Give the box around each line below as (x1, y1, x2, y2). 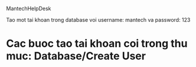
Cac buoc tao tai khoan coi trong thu (6, 37, 188, 51)
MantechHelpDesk (6, 5, 51, 12)
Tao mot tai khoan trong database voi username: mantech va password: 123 (6, 16, 191, 23)
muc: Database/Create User (6, 49, 146, 63)
